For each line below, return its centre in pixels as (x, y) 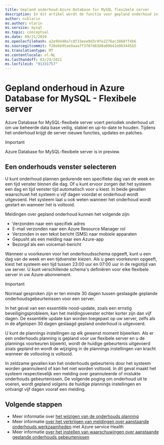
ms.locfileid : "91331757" (31, 64)
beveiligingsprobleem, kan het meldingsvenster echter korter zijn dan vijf (78, 313)
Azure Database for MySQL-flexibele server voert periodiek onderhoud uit (80, 122)
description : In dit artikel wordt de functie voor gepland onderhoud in (82, 14)
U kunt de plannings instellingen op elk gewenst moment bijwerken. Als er (79, 333)
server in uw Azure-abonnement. (38, 274)
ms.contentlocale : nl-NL (30, 55)
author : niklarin (23, 19)
